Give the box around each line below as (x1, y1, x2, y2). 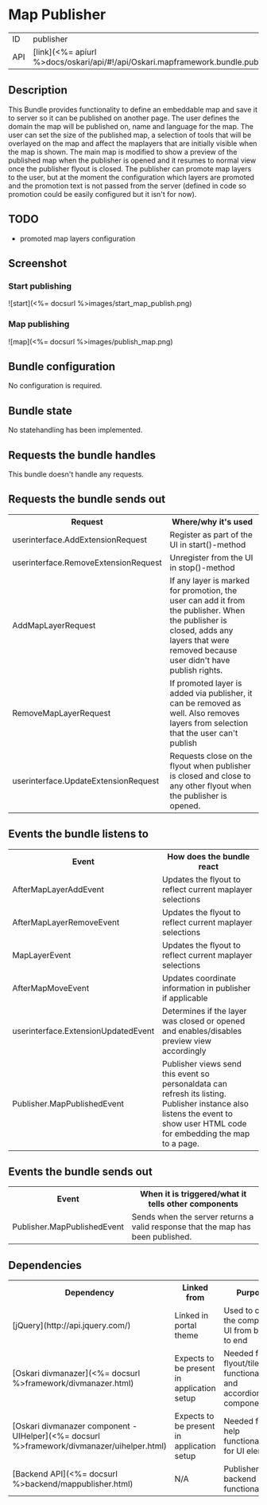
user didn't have (169, 654, 230, 666)
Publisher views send (161, 1058, 242, 1069)
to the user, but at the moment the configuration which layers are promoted (8, 172, 254, 182)
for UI (223, 1445, 245, 1456)
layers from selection (169, 717, 249, 729)
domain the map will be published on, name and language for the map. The (8, 121, 254, 131)
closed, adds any (169, 624, 234, 635)
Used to (223, 1305, 253, 1316)
